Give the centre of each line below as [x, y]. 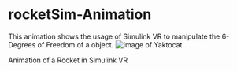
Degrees [22, 44]
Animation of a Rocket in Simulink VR [68, 60]
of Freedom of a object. [76, 44]
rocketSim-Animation [80, 15]
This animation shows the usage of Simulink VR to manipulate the [114, 36]
